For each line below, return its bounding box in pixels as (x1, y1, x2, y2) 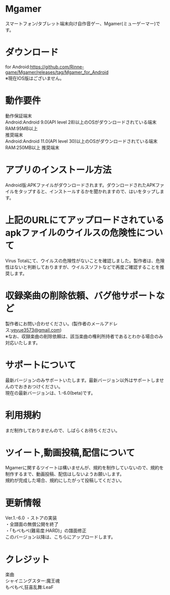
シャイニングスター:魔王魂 (5, 578, 60, 584)
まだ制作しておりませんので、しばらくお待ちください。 (5, 427, 120, 433)
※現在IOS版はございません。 (5, 75, 64, 81)
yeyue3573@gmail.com (11, 326, 60, 333)
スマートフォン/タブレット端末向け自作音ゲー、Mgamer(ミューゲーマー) (5, 20, 156, 26)
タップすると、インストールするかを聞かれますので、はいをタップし (18, 188, 160, 194)
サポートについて (5, 359, 76, 371)
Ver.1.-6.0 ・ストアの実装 (5, 515, 57, 521)
